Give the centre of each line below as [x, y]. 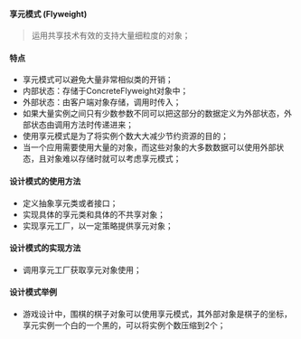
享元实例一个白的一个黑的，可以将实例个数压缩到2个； [124, 325]
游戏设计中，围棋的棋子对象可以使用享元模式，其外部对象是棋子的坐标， [157, 314]
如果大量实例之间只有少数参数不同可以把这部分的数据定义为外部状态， [153, 114]
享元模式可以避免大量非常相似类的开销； [98, 80]
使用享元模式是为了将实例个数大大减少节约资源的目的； [125, 137]
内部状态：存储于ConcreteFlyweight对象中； [105, 91]
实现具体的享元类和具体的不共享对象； [94, 214]
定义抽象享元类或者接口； [70, 202]
